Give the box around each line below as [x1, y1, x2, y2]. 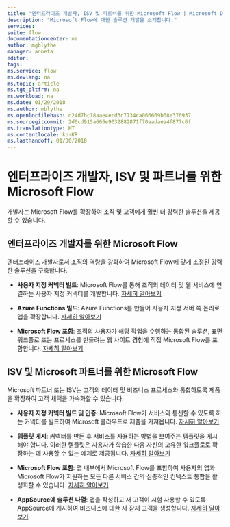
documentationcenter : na [7, 36, 78, 42]
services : [7, 23, 36, 29]
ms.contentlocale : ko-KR [7, 131, 78, 138]
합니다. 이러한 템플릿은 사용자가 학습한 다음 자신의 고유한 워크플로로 [29, 440, 211, 449]
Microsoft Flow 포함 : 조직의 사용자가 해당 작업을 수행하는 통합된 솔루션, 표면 [16, 327, 222, 335]
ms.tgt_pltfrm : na [7, 86, 60, 93]
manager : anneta [7, 49, 53, 56]
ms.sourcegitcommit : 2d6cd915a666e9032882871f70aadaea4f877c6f [7, 118, 192, 125]
